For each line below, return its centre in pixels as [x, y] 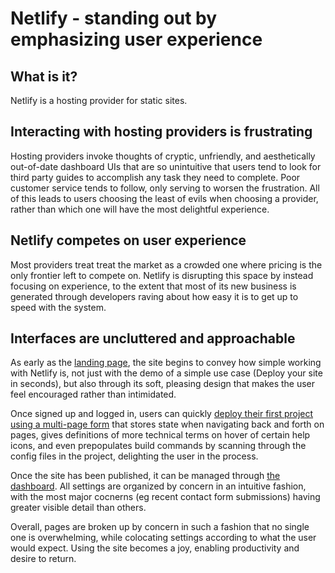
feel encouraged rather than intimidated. [93, 394]
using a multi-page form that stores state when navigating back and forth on [167, 424]
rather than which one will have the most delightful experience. [140, 209]
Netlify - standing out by [114, 18]
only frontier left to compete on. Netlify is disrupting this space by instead [162, 275]
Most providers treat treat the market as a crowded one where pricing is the [166, 264]
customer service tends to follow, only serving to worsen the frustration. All [165, 188]
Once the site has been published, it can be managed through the [145, 476]
